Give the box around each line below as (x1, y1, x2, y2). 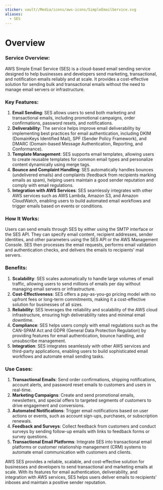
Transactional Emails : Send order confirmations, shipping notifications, (12, 377, 156, 383)
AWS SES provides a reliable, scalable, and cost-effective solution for (5, 459, 145, 465)
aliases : (5, 12, 23, 17)
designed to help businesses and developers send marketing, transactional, (5, 71, 157, 77)
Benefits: (5, 265, 28, 271)
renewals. (12, 418, 32, 424)
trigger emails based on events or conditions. (12, 203, 103, 209)
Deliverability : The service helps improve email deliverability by (12, 125, 141, 131)
